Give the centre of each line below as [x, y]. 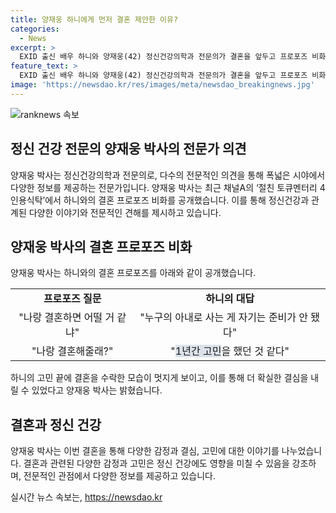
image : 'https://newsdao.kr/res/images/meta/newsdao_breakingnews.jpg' [162, 85]
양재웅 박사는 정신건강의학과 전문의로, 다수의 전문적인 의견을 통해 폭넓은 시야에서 [168, 175]
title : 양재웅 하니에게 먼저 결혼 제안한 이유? [94, 19]
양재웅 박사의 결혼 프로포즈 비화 [101, 246]
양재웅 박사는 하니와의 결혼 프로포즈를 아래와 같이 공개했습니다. [133, 273]
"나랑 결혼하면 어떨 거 [66, 318]
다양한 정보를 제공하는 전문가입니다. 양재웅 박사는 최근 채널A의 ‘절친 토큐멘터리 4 [168, 187]
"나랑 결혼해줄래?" [72, 351]
